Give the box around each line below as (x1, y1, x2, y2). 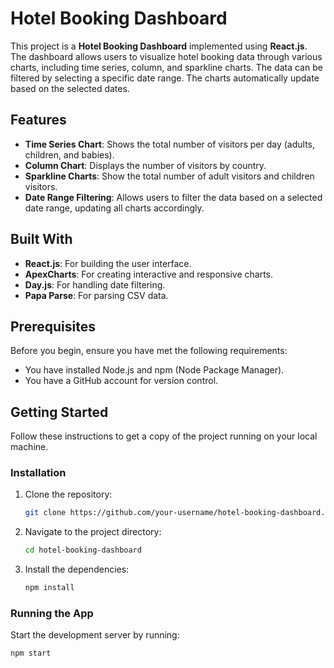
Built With (10, 231, 73, 248)
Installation (10, 466, 67, 480)
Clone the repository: (24, 488, 113, 501)
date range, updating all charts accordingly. (24, 202, 205, 214)
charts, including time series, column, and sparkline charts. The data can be (10, 61, 323, 73)
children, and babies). (24, 148, 115, 161)
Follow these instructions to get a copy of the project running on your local (10, 430, 318, 442)
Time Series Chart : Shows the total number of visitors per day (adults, (24, 138, 316, 150)
